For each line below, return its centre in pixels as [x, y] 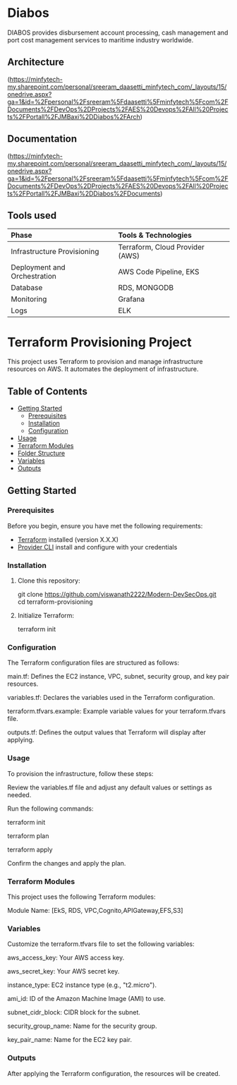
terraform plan [28, 836]
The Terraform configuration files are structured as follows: [93, 663]
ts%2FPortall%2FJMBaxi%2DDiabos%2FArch [74, 116]
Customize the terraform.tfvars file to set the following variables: [101, 944]
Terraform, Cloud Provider [161, 247]
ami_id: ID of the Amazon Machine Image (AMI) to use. [86, 999]
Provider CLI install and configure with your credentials [97, 547]
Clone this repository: [49, 581]
